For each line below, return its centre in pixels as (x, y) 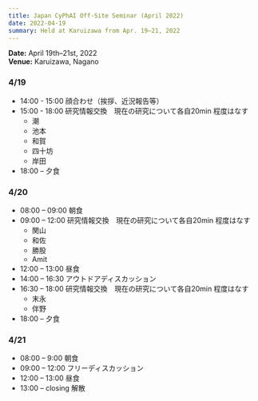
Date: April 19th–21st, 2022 (53, 54)
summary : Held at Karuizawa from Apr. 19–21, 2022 (94, 30)
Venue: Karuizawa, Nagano (54, 62)
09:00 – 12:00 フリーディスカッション (81, 368)
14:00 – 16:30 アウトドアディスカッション (88, 278)
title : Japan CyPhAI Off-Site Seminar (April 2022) (96, 16)
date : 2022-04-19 (37, 23)
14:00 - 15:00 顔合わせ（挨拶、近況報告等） (91, 101)
